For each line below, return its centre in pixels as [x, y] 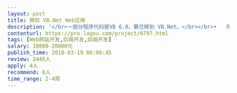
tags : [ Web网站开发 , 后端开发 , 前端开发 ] [59, 40]
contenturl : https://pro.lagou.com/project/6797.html [88, 33]
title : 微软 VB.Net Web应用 [47, 20]
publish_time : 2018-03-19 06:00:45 [60, 53]
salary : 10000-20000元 [40, 46]
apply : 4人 [23, 66]
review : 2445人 [29, 59]
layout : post [26, 14]
